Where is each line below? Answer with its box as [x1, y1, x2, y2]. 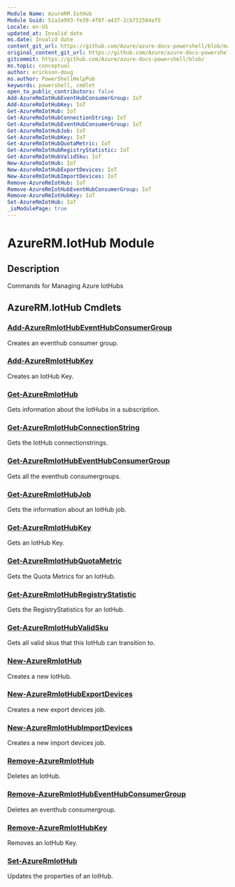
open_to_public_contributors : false [7, 88, 114, 95]
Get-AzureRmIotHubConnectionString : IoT [7, 114, 127, 121]
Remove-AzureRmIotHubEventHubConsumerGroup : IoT [7, 186, 152, 193]
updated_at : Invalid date [7, 29, 83, 37]
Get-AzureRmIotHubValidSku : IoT [7, 153, 101, 161]
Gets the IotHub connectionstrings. [7, 438, 108, 447]
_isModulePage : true [7, 205, 68, 212]
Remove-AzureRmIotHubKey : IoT [7, 192, 96, 199]
